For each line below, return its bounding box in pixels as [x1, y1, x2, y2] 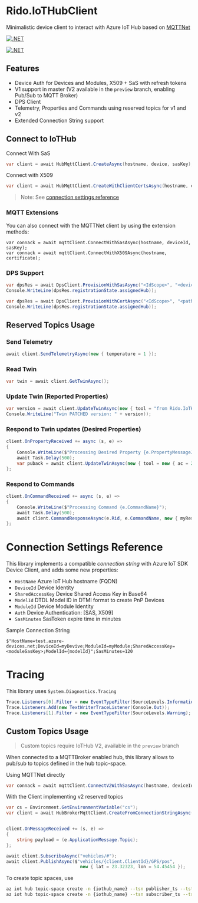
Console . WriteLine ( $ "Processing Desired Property [16, 449, 141, 455]
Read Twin [6, 365, 37, 373]
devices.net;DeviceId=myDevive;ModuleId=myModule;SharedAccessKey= [6, 643, 176, 649]
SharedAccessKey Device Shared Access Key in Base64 [14, 590, 147, 597]
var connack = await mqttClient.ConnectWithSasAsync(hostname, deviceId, [6, 239, 192, 245]
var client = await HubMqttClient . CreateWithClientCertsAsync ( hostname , [6, 183, 189, 189]
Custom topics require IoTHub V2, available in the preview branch [20, 742, 180, 749]
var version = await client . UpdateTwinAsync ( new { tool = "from [6, 406, 167, 412]
